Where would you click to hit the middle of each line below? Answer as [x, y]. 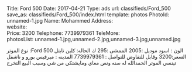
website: [17, 27]
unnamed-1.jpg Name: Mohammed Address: [60, 21]
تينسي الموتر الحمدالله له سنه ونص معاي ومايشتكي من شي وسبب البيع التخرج [92, 63]
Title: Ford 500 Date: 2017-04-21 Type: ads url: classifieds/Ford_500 [89, 8]
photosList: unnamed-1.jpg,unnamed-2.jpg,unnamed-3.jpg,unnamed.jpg [94, 39]
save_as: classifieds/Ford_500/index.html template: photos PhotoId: [88, 15]
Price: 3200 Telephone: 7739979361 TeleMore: [63, 33]
